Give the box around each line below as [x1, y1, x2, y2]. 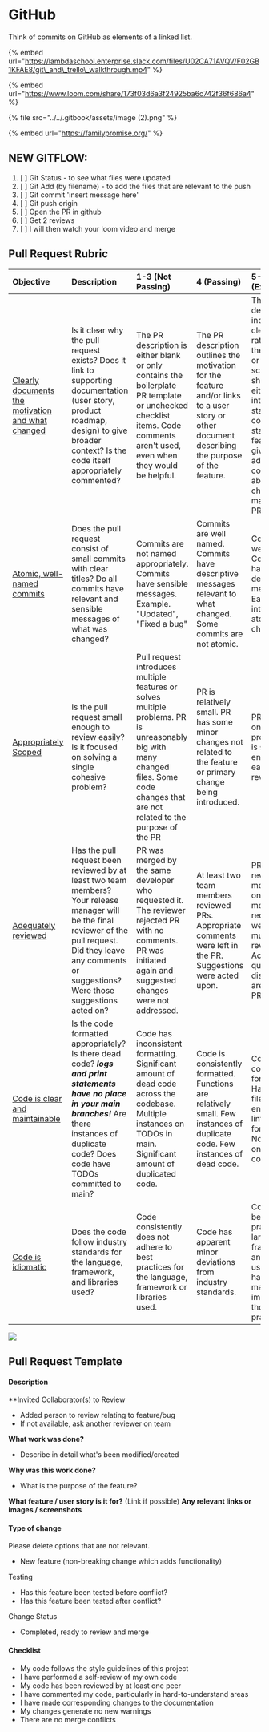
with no [135, 924, 164, 935]
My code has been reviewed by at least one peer [19, 1681, 182, 1690]
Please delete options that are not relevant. [8, 1541, 151, 1551]
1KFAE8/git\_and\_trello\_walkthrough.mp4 [8, 64, 148, 74]
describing [195, 439, 237, 450]
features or [135, 681, 178, 692]
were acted [195, 970, 239, 981]
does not [135, 1231, 170, 1242]
